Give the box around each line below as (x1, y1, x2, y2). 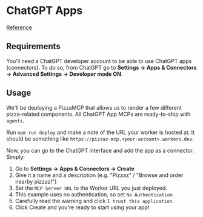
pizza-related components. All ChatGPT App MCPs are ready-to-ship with (6, 110, 191, 118)
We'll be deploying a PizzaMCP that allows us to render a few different (6, 104, 182, 111)
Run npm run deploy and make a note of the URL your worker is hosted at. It (6, 129, 195, 136)
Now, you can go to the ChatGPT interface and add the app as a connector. (6, 147, 194, 154)
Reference (6, 24, 32, 31)
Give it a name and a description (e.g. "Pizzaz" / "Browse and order (15, 171, 184, 179)
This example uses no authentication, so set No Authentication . (15, 190, 175, 198)
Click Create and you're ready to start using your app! (15, 204, 150, 211)
